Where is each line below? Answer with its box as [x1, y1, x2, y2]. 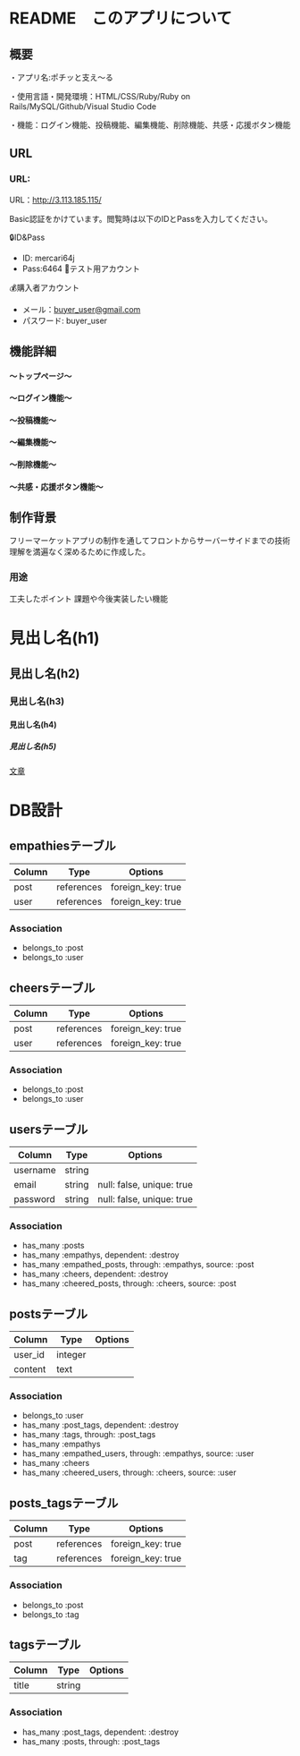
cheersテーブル [9, 980, 96, 995]
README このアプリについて [9, 8, 232, 29]
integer [56, 1349, 87, 1361]
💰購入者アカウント [9, 282, 80, 293]
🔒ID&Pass [9, 232, 46, 243]
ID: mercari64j [21, 252, 76, 263]
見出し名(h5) [9, 741, 56, 752]
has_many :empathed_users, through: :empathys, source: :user [21, 1448, 254, 1459]
